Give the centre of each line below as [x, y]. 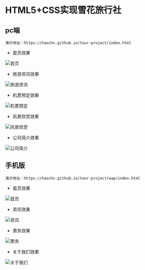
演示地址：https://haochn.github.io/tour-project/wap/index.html [73, 178]
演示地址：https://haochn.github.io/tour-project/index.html [68, 43]
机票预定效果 [25, 95]
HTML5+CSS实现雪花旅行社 [63, 10]
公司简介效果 [25, 137]
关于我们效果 [25, 252]
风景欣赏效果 [25, 116]
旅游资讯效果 [25, 74]
